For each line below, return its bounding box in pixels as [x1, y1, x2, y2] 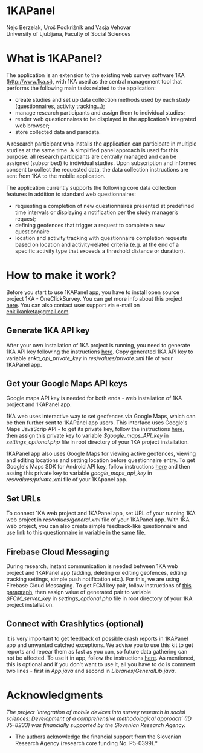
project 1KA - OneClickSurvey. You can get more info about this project [6, 295, 183, 302]
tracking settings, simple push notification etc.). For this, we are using [6, 575, 180, 583]
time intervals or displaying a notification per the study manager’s [14, 209, 178, 216]
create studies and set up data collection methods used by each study [14, 96, 190, 103]
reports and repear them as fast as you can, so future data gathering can [6, 648, 188, 655]
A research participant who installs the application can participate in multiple [6, 140, 197, 147]
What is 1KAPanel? [6, 52, 103, 65]
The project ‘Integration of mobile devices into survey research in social [6, 708, 185, 715]
